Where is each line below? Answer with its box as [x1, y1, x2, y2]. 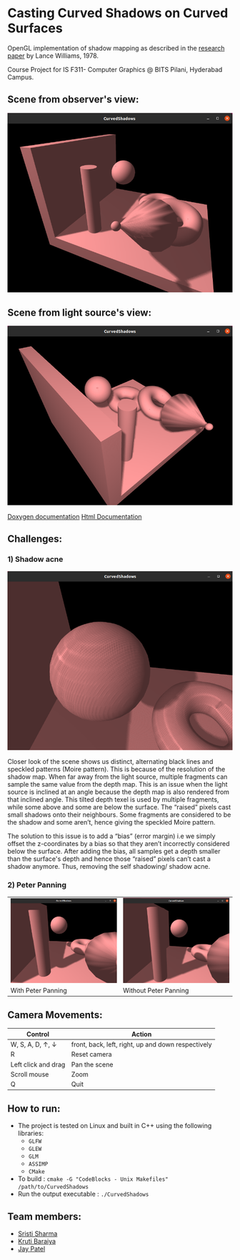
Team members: [7, 1210, 82, 1222]
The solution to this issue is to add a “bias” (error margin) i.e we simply [7, 832, 216, 840]
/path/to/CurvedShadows [17, 1184, 89, 1191]
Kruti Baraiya [17, 1237, 56, 1246]
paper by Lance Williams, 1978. [7, 51, 99, 60]
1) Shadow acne [7, 555, 64, 565]
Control [26, 1029, 50, 1038]
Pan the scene [71, 1060, 114, 1069]
